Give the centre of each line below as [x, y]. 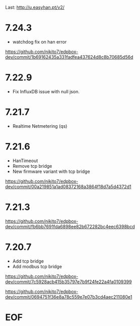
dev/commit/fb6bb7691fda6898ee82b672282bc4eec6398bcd [70, 226]
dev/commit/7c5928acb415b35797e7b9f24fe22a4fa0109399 [68, 281]
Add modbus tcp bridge [37, 266]
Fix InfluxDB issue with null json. [46, 91]
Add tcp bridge [28, 261]
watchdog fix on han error [40, 42]
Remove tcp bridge [32, 166]
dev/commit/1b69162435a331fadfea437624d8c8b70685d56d [69, 57]
